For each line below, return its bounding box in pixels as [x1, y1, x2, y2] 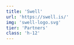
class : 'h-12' [6, 30, 41, 36]
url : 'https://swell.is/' [6, 14, 69, 20]
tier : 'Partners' [6, 25, 48, 31]
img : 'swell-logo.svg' [6, 19, 61, 25]
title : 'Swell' [6, 8, 43, 15]
